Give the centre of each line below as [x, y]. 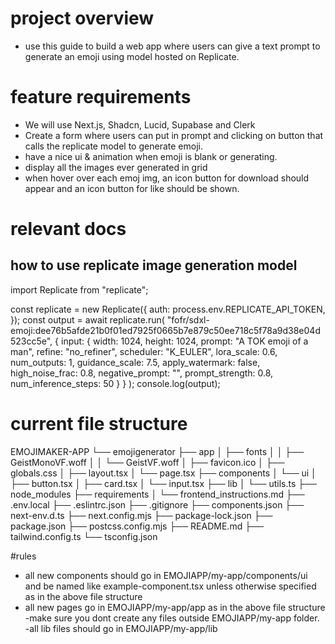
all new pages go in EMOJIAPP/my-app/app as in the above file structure [175, 607]
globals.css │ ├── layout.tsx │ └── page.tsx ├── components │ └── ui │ [163, 473]
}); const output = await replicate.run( [87, 319]
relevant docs [68, 229]
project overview [82, 18]
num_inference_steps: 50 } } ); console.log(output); [115, 383]
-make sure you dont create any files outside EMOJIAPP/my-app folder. [172, 618]
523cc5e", [31, 341]
